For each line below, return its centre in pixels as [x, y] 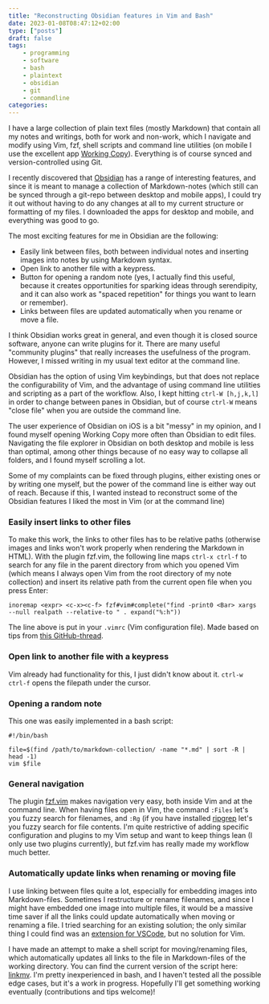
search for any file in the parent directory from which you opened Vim [124, 565]
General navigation [46, 783]
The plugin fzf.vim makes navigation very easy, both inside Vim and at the [130, 801]
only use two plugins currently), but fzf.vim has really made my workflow [129, 844]
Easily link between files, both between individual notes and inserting [134, 252]
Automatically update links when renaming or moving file [122, 873]
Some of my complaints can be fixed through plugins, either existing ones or [134, 476]
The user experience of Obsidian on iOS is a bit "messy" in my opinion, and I [134, 426]
